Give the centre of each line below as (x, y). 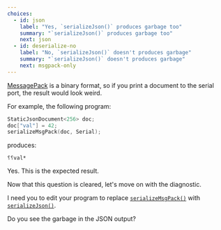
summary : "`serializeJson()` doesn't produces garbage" (103, 59)
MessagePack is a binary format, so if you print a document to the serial (111, 85)
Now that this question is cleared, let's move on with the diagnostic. (105, 185)
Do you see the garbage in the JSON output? (72, 219)
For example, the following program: (59, 106)
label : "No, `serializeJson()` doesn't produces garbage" (106, 53)
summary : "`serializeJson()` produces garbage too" (96, 33)
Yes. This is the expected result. (53, 171)
